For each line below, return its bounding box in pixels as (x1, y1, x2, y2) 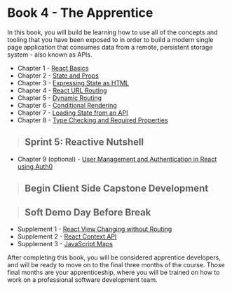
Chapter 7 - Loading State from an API (17, 108, 128, 117)
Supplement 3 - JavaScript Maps (17, 239, 114, 248)
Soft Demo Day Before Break (24, 206, 151, 218)
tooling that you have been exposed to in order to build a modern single (7, 35, 214, 43)
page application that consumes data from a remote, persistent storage (7, 43, 213, 51)
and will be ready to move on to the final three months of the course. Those (7, 260, 226, 269)
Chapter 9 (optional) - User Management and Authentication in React (17, 155, 217, 163)
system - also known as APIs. (7, 50, 93, 59)
